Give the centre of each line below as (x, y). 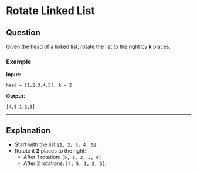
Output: (16, 96)
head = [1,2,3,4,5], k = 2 (39, 85)
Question (23, 33)
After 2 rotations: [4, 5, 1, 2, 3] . (65, 163)
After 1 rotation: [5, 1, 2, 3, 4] (62, 157)
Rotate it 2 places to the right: (50, 151)
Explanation (28, 130)
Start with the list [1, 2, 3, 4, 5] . (56, 144)
